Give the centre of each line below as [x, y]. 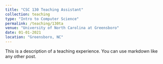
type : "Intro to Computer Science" [42, 19]
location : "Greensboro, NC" [34, 37]
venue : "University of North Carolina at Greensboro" [62, 28]
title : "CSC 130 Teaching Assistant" [44, 10]
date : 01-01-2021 [23, 32]
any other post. [21, 56]
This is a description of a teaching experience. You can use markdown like [81, 51]
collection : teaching [28, 14]
